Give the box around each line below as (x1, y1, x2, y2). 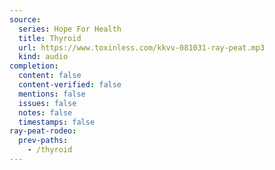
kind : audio (18, 52, 69, 62)
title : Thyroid (18, 33, 82, 43)
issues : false (18, 98, 77, 108)
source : (9, 14, 42, 25)
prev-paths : (18, 136, 69, 146)
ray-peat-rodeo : (9, 126, 77, 136)
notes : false (18, 107, 73, 118)
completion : (9, 61, 59, 71)
